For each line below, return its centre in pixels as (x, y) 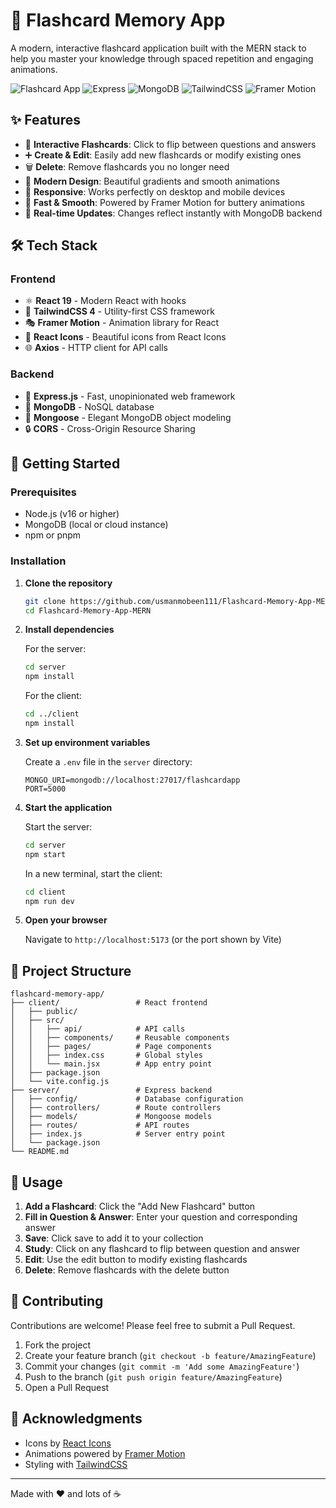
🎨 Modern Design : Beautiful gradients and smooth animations (152, 181)
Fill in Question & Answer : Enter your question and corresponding (161, 1217)
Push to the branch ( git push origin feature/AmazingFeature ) (153, 1376)
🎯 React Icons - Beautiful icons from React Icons (125, 337)
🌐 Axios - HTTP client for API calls (96, 348)
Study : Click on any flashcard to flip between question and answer (162, 1249)
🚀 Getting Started (65, 464)
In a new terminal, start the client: (93, 873)
